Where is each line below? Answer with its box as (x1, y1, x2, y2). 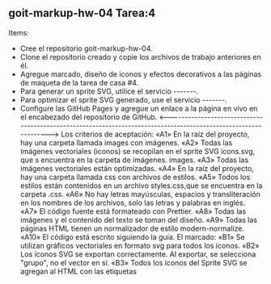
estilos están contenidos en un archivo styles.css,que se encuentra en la (19, 181, 263, 190)
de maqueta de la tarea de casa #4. (19, 77, 139, 87)
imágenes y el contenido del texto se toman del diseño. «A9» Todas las (19, 215, 257, 224)
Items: (8, 27, 30, 37)
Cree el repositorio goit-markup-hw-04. (19, 44, 154, 53)
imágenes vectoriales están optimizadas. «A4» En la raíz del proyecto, (19, 163, 255, 173)
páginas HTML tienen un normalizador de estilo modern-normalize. (19, 223, 245, 233)
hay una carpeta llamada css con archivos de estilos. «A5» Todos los (19, 172, 251, 182)
